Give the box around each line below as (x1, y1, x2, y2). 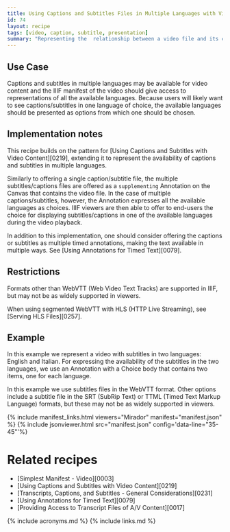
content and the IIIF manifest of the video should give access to (7, 86, 187, 95)
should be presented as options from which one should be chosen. (7, 108, 196, 117)
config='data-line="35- (153, 420, 219, 429)
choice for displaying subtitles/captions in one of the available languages (7, 211, 214, 219)
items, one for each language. (7, 372, 92, 380)
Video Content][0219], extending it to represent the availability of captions (7, 154, 216, 162)
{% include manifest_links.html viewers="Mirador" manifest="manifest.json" (7, 413, 222, 421)
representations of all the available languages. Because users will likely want (7, 93, 223, 102)
